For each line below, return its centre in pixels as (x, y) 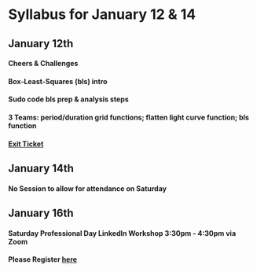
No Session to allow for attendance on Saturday (88, 188)
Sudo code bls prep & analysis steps (69, 99)
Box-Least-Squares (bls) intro (58, 81)
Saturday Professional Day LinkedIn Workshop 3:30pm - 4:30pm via (122, 233)
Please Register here (42, 259)
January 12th (41, 44)
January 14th (41, 168)
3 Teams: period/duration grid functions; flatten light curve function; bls (129, 117)
